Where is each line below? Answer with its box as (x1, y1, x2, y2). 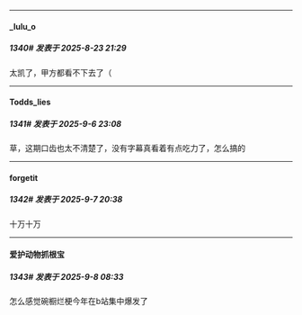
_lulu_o (9, 21, 36, 31)
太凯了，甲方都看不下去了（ (9, 67, 112, 77)
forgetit (9, 172, 39, 183)
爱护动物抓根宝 (9, 249, 65, 260)
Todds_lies (9, 96, 51, 108)
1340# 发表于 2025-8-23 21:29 (9, 42, 128, 54)
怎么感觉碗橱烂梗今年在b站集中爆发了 (9, 296, 148, 307)
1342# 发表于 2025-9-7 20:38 (9, 194, 123, 205)
